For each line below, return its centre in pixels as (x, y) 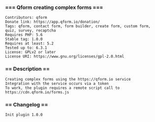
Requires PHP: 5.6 (24, 35)
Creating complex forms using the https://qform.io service (68, 79)
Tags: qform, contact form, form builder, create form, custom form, (78, 26)
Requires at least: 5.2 (30, 43)
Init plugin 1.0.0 (24, 115)
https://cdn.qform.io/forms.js (37, 92)
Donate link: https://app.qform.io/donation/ (52, 22)
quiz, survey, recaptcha (31, 31)
